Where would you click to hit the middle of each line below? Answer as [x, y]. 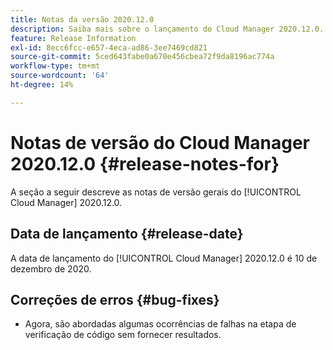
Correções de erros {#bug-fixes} [115, 299]
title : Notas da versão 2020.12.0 [82, 19]
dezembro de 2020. [51, 268]
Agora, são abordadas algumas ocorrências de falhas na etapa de [160, 324]
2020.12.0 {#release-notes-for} [145, 163]
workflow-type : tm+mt [55, 66]
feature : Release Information [73, 38]
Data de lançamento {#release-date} [127, 234]
